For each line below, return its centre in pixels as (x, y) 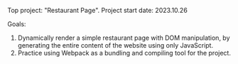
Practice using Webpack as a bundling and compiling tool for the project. (124, 53)
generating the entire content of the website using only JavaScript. (115, 45)
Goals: (17, 24)
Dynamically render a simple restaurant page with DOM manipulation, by (124, 38)
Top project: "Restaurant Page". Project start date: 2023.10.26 (98, 10)
